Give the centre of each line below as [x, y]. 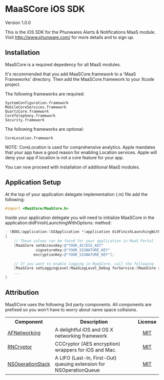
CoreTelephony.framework [30, 116]
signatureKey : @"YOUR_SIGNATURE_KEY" [73, 250]
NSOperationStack [29, 364]
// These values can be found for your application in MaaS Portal [84, 241]
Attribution [22, 293]
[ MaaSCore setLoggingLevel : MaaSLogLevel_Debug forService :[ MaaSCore [85, 268]
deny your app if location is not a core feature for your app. [64, 157]
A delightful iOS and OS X [84, 330]
